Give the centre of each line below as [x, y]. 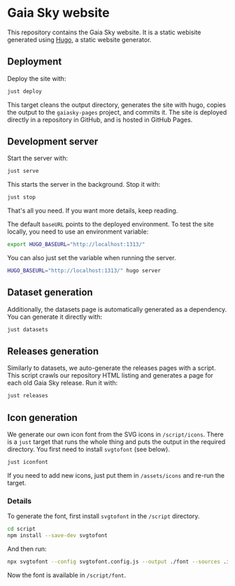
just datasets [28, 329]
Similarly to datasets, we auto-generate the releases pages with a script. [112, 368]
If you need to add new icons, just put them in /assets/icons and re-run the [116, 476]
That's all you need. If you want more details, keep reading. [93, 210]
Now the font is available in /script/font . [67, 575]
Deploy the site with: [37, 78]
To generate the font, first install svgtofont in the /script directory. [104, 516]
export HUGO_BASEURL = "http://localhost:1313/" [76, 245]
